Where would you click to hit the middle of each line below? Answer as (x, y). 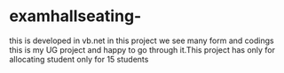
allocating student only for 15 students (79, 59)
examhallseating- (75, 16)
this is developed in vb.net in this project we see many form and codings (142, 40)
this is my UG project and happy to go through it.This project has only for (142, 49)
